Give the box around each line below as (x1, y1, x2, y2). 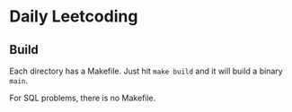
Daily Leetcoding (9, 6, 138, 27)
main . (9, 75, 29, 86)
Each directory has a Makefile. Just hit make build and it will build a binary (9, 65, 283, 76)
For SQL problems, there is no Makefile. (9, 92, 156, 103)
